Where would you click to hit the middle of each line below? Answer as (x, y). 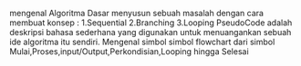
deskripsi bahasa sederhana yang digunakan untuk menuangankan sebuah (150, 32)
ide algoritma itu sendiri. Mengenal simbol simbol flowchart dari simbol (142, 42)
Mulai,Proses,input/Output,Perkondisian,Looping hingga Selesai (129, 52)
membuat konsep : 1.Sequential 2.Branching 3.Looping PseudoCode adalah (151, 23)
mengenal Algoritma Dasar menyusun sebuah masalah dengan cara (137, 13)
